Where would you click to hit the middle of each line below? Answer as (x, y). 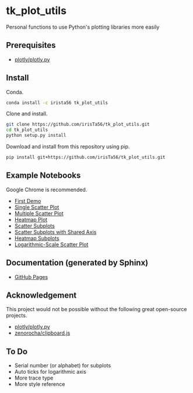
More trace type (34, 378)
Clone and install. (27, 114)
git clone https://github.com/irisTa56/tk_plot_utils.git (78, 125)
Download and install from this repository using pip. (68, 147)
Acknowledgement (41, 295)
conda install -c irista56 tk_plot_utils (57, 103)
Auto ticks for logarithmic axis (50, 372)
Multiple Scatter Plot (39, 213)
